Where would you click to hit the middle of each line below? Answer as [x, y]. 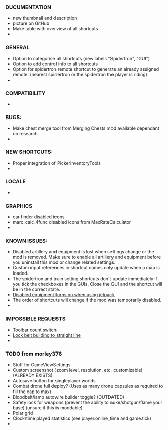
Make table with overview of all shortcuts [55, 29]
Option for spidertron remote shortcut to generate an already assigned [86, 69]
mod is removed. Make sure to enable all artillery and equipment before [87, 257]
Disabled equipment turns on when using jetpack [64, 295]
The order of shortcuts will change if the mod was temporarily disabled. [87, 300]
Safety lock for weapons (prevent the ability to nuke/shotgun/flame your [88, 402]
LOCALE [16, 182]
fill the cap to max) [32, 392]
